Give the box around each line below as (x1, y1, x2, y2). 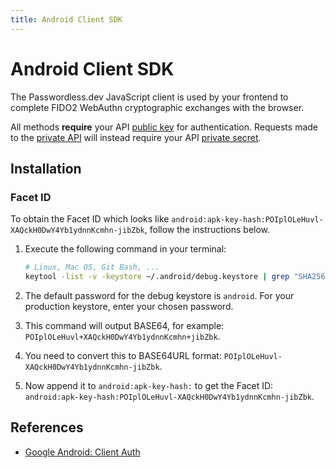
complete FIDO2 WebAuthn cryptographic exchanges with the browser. (10, 101, 305, 113)
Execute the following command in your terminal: (24, 243, 227, 255)
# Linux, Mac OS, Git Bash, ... (24, 262, 160, 273)
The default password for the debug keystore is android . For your (24, 290, 295, 301)
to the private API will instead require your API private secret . (10, 131, 262, 143)
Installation (10, 160, 82, 177)
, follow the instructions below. (144, 224, 271, 236)
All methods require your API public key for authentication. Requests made (10, 121, 319, 133)
